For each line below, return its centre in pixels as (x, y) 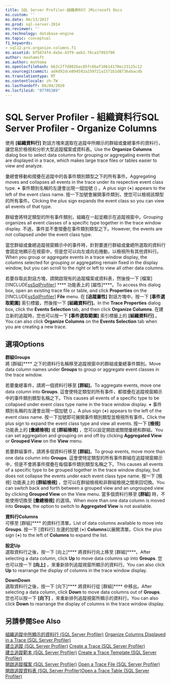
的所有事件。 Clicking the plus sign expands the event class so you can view (85, 201)
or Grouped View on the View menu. (44, 441)
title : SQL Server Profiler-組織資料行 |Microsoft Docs (64, 10)
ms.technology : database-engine (39, 34)
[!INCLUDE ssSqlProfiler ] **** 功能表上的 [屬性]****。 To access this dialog (83, 285)
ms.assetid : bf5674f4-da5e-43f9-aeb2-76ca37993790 (60, 52)
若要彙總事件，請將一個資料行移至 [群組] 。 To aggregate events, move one (83, 385)
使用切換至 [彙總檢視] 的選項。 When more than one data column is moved (87, 501)
